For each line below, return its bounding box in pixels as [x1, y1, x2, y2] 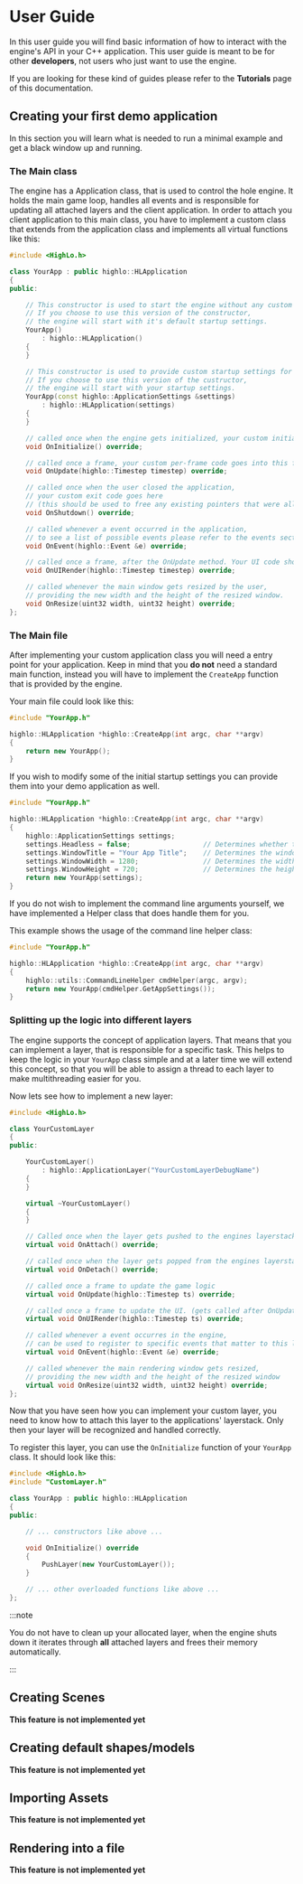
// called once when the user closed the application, [25, 483, 236, 492]
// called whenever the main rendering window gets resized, [25, 1364, 260, 1373]
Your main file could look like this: [9, 696, 134, 707]
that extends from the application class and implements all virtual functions [9, 224, 289, 235]
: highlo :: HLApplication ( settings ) [41, 400, 176, 410]
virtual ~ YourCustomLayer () [25, 1199, 131, 1208]
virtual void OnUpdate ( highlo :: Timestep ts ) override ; [25, 1289, 236, 1298]
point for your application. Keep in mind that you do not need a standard [9, 659, 278, 670]
